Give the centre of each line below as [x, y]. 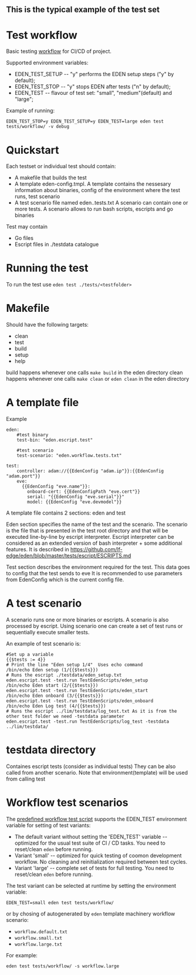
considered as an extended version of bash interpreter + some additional [94, 543]
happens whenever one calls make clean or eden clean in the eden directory [98, 379]
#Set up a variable [30, 655]
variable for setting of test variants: [48, 825]
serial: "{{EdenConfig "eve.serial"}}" [76, 497]
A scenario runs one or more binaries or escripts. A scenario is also [87, 620]
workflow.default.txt [41, 932]
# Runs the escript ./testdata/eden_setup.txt [64, 675]
